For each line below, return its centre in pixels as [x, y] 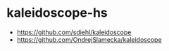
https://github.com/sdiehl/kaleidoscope [74, 32]
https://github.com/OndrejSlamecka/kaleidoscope [89, 39]
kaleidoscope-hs [57, 13]
